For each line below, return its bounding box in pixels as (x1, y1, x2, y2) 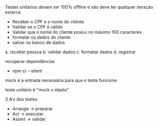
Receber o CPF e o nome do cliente (12, 19, 84, 24)
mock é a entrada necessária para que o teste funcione (5, 78, 117, 83)
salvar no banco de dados (12, 40, 65, 45)
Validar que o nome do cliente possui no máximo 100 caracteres (12, 29, 142, 35)
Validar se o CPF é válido (12, 24, 63, 30)
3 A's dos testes (5, 96, 38, 102)
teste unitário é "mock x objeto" (5, 87, 70, 92)
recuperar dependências (5, 59, 55, 64)
